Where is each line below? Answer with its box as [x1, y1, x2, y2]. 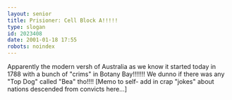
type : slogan [7, 23, 46, 30]
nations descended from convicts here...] [7, 85, 128, 93]
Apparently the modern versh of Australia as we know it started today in [7, 63, 216, 70]
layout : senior [7, 10, 52, 18]
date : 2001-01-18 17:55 [7, 37, 78, 44]
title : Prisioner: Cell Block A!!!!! [7, 17, 118, 24]
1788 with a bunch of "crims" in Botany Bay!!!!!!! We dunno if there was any [7, 70, 225, 78]
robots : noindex [7, 43, 55, 50]
